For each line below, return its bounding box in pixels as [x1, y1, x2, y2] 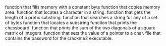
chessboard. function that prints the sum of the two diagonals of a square [5, 25, 156, 31]
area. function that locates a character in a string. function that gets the [5, 9, 151, 15]
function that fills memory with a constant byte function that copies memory [5, 4, 161, 10]
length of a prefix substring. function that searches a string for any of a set [5, 15, 158, 20]
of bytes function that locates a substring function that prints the [5, 20, 137, 25]
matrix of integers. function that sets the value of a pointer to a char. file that [5, 30, 161, 36]
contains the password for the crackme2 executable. [5, 35, 113, 41]
